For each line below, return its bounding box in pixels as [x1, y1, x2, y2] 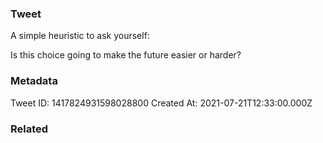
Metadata [10, 74, 58, 88]
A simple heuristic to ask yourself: [10, 30, 150, 42]
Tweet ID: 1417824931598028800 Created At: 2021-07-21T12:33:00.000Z [10, 97, 313, 109]
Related [10, 122, 49, 136]
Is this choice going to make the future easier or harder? [10, 49, 242, 61]
